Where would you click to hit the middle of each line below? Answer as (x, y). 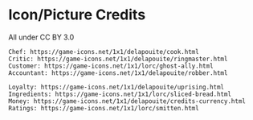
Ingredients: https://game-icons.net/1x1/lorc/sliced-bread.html (120, 94)
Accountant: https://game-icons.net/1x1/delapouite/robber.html (118, 73)
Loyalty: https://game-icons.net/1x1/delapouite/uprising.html (116, 87)
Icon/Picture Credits (77, 15)
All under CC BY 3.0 (41, 37)
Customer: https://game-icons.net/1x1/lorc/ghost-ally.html (111, 66)
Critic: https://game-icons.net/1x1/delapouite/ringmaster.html (118, 59)
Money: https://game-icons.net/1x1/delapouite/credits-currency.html (127, 101)
